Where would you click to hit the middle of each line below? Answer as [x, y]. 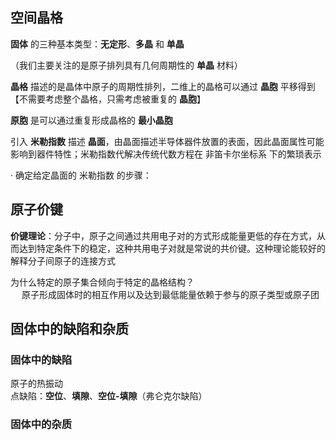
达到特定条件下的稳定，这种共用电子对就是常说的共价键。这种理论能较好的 [172, 248]
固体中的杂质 [41, 425]
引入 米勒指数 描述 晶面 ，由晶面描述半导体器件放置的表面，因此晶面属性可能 [167, 141]
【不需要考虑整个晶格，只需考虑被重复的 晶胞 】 [108, 99]
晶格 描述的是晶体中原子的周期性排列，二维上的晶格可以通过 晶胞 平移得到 [163, 86]
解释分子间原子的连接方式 [63, 260]
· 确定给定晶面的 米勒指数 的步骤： [81, 175]
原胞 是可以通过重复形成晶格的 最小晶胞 [91, 120]
